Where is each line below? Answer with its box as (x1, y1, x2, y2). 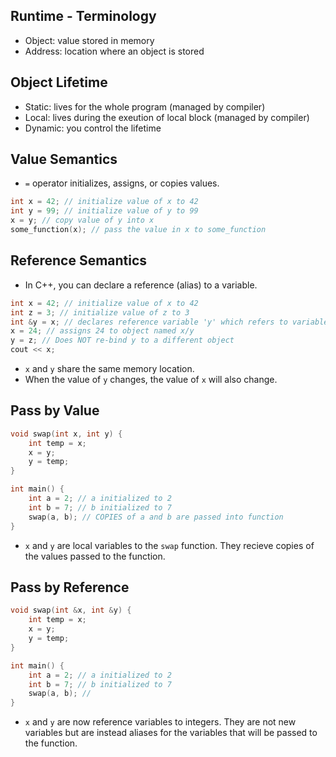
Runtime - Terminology (10, 8, 157, 25)
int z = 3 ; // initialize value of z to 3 (10, 307, 190, 318)
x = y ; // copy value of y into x (10, 215, 155, 226)
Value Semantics (10, 151, 118, 168)
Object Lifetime (10, 74, 108, 91)
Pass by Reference (10, 579, 130, 596)
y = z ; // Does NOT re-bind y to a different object (10, 335, 235, 346)
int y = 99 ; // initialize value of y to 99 (10, 206, 199, 216)
